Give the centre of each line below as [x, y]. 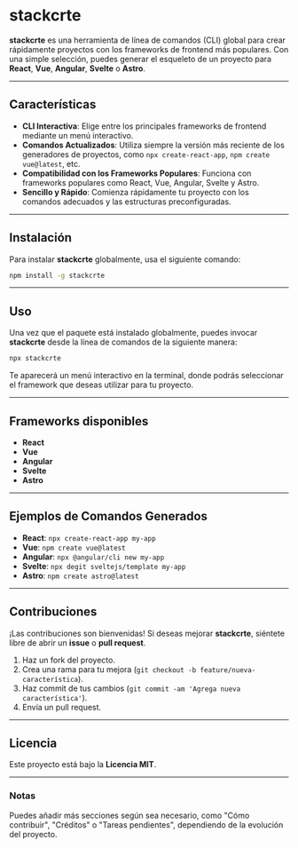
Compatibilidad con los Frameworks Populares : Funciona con [137, 173]
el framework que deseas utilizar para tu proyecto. [101, 385]
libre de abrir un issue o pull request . [78, 642]
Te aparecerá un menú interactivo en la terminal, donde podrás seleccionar [146, 376]
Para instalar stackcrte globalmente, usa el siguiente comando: [125, 259]
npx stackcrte [35, 359]
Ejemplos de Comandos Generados [109, 516]
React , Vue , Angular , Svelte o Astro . [78, 68]
